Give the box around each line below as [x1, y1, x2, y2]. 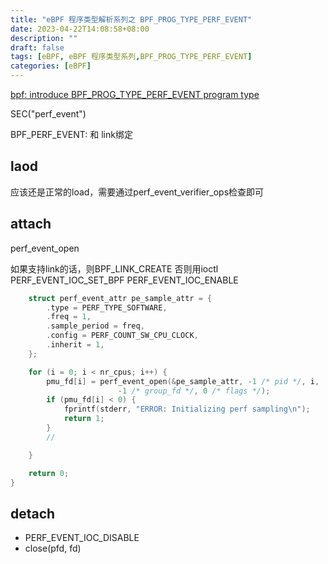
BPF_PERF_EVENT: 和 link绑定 [10, 129, 133, 140]
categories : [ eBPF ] [10, 61, 92, 71]
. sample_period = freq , [46, 321, 145, 331]
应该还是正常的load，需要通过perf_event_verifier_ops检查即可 [10, 186, 265, 198]
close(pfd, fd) [24, 542, 82, 555]
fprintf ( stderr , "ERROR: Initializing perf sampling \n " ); [63, 404, 311, 415]
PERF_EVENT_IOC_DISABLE [24, 532, 140, 544]
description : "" [10, 33, 78, 43]
